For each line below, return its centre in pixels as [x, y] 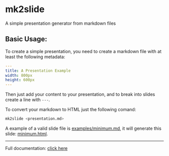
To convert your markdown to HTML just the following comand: [71, 110]
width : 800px [19, 75]
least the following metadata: [35, 57]
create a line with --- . [28, 100]
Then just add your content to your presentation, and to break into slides [80, 94]
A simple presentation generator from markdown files [61, 23]
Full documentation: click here [36, 148]
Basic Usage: [26, 39]
